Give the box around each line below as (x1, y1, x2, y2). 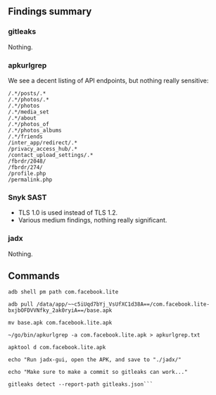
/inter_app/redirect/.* (8, 139, 78, 146)
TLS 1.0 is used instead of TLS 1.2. (18, 208, 118, 217)
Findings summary (8, 6, 92, 18)
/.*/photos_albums (8, 127, 62, 134)
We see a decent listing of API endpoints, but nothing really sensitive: (8, 76, 209, 84)
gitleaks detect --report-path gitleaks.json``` (8, 381, 153, 388)
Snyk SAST (8, 192, 47, 202)
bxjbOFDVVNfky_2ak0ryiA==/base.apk (8, 307, 113, 314)
